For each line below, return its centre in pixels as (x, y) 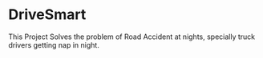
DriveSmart (47, 15)
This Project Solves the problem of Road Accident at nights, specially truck (132, 37)
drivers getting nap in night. (54, 44)
